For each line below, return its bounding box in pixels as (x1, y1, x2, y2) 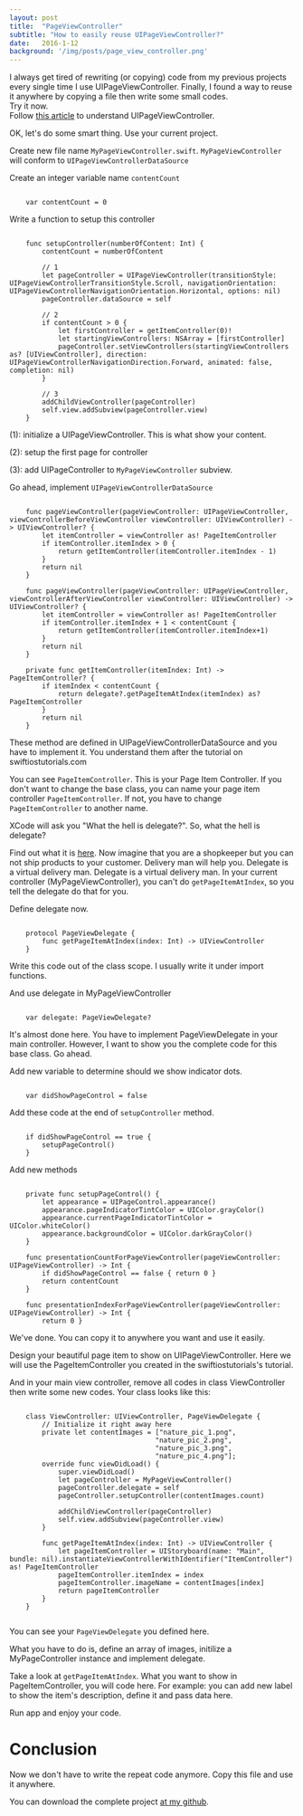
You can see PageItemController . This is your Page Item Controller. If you (9, 774, 282, 785)
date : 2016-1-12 (9, 38, 79, 48)
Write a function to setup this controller (9, 214, 156, 225)
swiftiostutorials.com (9, 757, 88, 768)
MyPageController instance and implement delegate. (9, 1653, 206, 1664)
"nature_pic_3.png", (155, 1444, 232, 1453)
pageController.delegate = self (57, 1484, 180, 1493)
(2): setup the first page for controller (9, 447, 148, 458)
